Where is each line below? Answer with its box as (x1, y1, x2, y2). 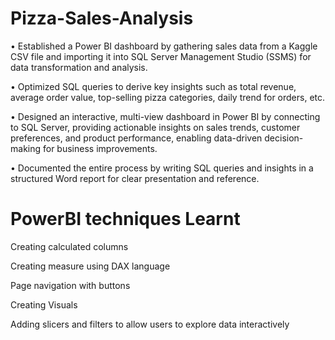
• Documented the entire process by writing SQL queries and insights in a (10, 162, 314, 174)
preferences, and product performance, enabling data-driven (10, 132, 263, 144)
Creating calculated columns (10, 240, 129, 252)
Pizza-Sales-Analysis (10, 7, 194, 30)
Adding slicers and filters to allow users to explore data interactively (10, 318, 290, 330)
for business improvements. (42, 142, 158, 154)
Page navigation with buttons (10, 279, 131, 291)
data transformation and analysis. (10, 61, 148, 73)
